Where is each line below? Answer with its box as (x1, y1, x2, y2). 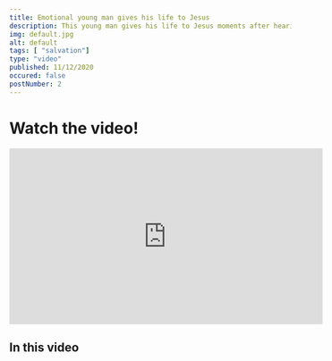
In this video (9, 340, 80, 355)
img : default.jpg (9, 29, 74, 38)
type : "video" (9, 55, 63, 63)
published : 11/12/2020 (9, 63, 94, 72)
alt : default (9, 38, 58, 47)
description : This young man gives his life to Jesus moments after (9, 21, 270, 30)
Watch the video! (9, 118, 139, 139)
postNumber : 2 (9, 80, 63, 88)
